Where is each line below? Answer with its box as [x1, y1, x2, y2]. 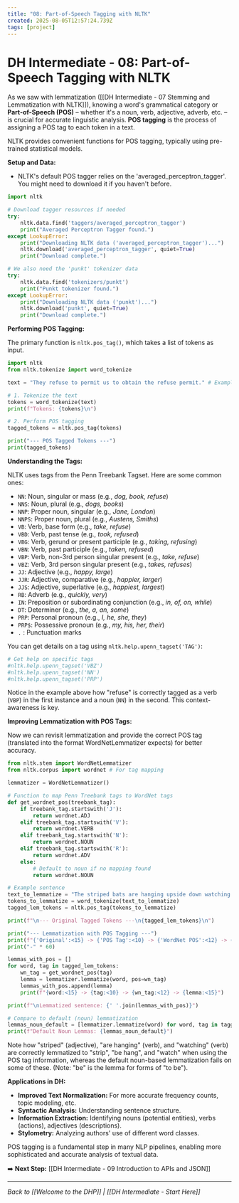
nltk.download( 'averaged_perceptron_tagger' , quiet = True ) [20, 246, 196, 253]
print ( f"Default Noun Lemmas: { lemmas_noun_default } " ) [7, 1028, 174, 1035]
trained [7, 144, 28, 153]
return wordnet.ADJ [33, 812, 91, 819]
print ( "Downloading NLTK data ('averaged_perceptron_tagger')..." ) [20, 239, 224, 246]
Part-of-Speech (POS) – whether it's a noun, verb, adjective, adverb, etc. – [7, 108, 228, 117]
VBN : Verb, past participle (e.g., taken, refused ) [17, 545, 154, 553]
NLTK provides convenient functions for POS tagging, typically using [7, 137, 208, 146]
